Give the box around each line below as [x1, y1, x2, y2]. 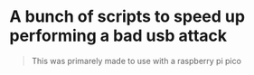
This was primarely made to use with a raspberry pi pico [31, 55, 242, 66]
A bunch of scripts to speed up [9, 6, 246, 27]
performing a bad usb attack [9, 25, 228, 46]
